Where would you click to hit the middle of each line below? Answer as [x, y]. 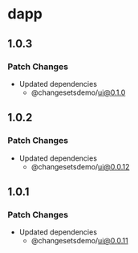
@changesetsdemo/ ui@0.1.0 [78, 92]
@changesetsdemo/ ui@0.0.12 [80, 166]
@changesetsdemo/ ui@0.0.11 [80, 241]
